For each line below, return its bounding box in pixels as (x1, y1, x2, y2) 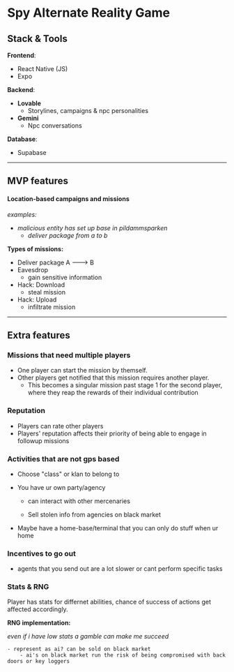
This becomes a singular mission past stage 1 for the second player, (27, 381, 223, 389)
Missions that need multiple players (7, 350, 131, 360)
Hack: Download (17, 281, 65, 289)
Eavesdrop (17, 265, 49, 274)
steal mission (27, 288, 66, 296)
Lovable (17, 99, 42, 107)
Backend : (7, 86, 36, 94)
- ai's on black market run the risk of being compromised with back (19, 652, 226, 659)
